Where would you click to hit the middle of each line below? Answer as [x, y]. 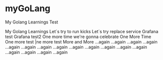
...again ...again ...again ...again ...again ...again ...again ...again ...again [76, 47]
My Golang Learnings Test [32, 22]
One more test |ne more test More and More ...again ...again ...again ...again [81, 41]
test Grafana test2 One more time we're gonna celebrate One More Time [78, 37]
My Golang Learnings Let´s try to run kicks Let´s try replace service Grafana [82, 31]
